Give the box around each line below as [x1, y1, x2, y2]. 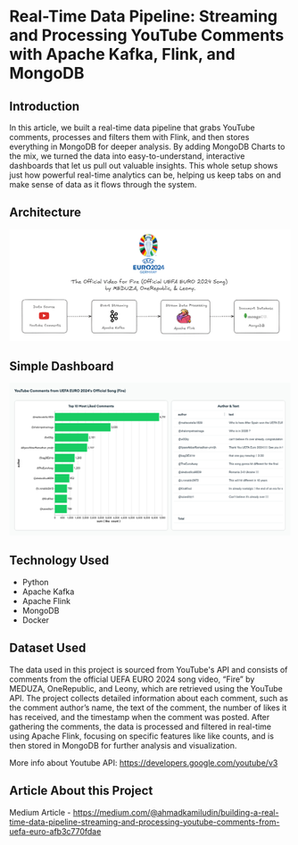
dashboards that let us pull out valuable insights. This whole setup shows [9, 161, 278, 170]
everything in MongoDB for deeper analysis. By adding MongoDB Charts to [9, 141, 286, 152]
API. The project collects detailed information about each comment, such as [9, 692, 288, 703]
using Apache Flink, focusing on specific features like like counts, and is [9, 730, 275, 741]
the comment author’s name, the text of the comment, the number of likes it [9, 702, 287, 713]
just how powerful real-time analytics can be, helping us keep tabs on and [9, 170, 281, 180]
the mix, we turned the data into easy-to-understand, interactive [9, 151, 245, 162]
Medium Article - [9, 807, 71, 817]
